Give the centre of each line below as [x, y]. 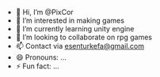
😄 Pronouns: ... [41, 57]
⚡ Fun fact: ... [37, 66]
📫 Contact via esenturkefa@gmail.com [80, 46]
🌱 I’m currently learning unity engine [75, 29]
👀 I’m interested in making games [70, 20]
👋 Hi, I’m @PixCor [44, 12]
